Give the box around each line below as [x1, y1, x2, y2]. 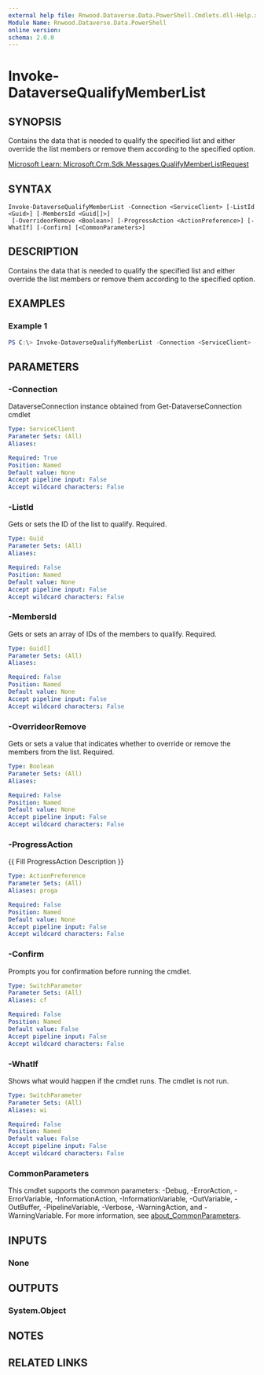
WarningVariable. [8, 1211, 64, 1220]
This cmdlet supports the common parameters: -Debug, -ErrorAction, [8, 1186, 233, 1195]
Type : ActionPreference [8, 872, 86, 880]
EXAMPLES [8, 297, 65, 310]
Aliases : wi [8, 1105, 47, 1114]
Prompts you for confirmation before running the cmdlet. [8, 966, 192, 976]
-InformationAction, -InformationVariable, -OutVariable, [54, 1194, 233, 1204]
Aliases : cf [8, 996, 47, 1004]
